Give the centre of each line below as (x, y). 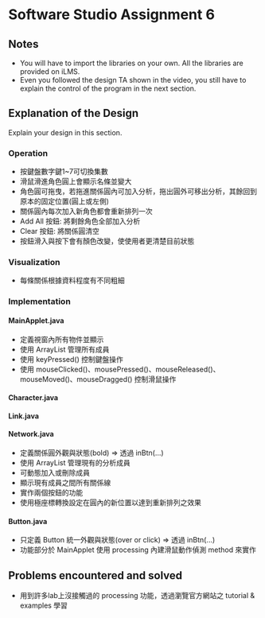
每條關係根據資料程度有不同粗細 (72, 281)
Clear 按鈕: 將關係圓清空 (59, 231)
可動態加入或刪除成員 (55, 472)
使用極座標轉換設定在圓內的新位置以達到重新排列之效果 (110, 502)
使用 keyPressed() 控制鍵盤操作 (71, 359)
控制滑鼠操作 (155, 379)
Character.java (33, 398)
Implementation (40, 301)
